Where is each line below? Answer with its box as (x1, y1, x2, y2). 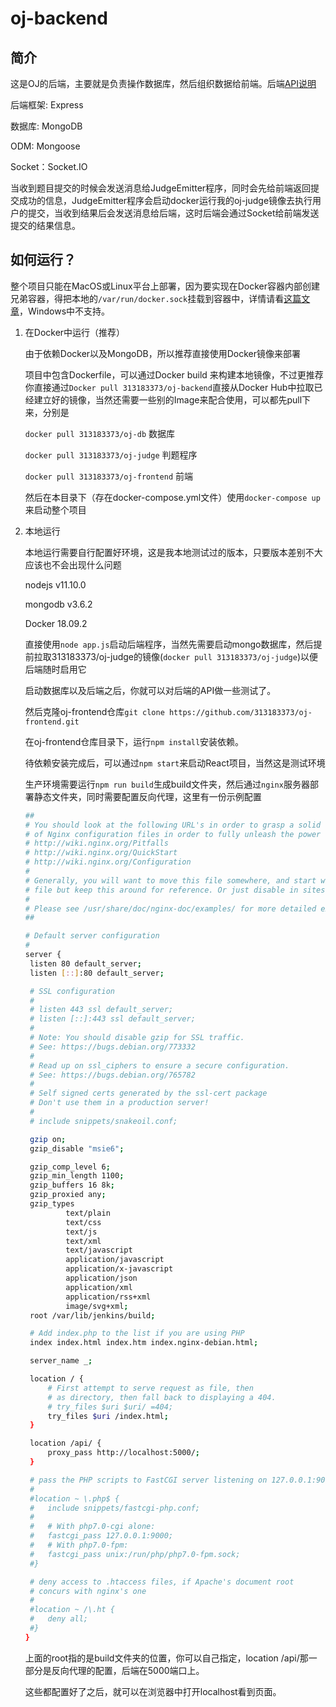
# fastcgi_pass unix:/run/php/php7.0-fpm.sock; (29, 1549, 241, 1559)
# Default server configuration (24, 931, 160, 941)
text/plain (65, 1208, 111, 1218)
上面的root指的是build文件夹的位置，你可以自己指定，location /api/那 (24, 1652, 309, 1664)
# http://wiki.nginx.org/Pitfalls (24, 838, 169, 849)
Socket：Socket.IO (10, 161, 88, 172)
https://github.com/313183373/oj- (168, 707, 313, 717)
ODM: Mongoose (10, 140, 81, 152)
